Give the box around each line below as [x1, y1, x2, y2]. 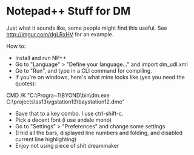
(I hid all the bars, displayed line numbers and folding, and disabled [15, 129, 183, 136]
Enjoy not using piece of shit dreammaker [15, 142, 119, 149]
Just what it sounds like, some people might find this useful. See [6, 24, 167, 31]
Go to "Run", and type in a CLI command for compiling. [15, 67, 153, 74]
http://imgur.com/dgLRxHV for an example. [6, 30, 114, 38]
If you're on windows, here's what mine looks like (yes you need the [15, 73, 185, 81]
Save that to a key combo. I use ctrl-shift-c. [15, 110, 124, 117]
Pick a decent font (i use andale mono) [15, 116, 112, 124]
